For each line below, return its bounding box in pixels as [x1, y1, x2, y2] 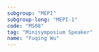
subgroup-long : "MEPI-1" [7, 16, 78, 23]
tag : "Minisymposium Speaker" [7, 28, 94, 36]
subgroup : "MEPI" [7, 9, 57, 17]
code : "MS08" [7, 22, 44, 29]
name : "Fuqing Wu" [7, 35, 59, 42]
